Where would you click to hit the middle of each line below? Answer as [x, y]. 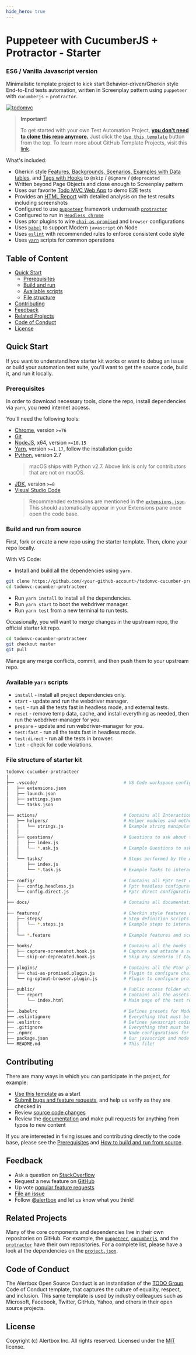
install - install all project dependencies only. [70, 695]
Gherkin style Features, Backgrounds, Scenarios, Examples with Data [97, 172]
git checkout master [31, 644]
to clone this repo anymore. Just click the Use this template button [102, 137]
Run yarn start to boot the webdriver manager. [72, 604]
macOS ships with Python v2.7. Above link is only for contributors [107, 466]
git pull [17, 649]
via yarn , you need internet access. [48, 408]
